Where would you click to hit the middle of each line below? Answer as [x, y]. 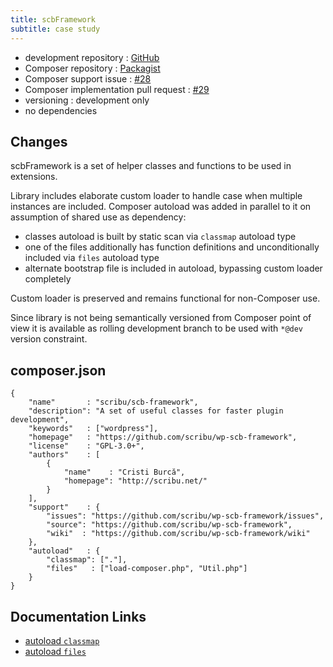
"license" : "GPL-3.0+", [86, 446]
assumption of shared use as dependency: [98, 217]
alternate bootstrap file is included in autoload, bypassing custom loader [173, 268]
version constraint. [49, 339]
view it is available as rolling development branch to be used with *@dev [157, 328]
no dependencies [61, 110]
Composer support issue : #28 [88, 78]
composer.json [58, 370]
